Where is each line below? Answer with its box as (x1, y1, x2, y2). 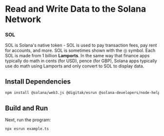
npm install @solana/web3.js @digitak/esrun (5, 91, 97, 95)
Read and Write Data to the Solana (5, 3, 146, 15)
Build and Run (5, 104, 48, 112)
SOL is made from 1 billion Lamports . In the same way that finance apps (5, 53, 150, 59)
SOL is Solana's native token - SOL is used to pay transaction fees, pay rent (5, 43, 157, 48)
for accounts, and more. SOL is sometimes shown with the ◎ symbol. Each (5, 47, 156, 53)
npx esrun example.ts (5, 126, 49, 131)
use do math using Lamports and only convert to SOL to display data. (5, 63, 144, 69)
